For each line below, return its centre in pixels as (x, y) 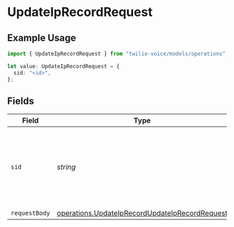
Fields (21, 101)
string (67, 167)
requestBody (31, 213)
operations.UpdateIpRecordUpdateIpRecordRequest (142, 213)
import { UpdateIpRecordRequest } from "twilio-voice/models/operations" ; (118, 54)
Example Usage (42, 38)
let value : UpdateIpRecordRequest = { (63, 66)
